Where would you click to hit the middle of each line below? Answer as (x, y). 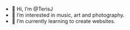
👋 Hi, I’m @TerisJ (32, 9)
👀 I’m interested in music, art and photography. (68, 15)
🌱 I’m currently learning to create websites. (64, 21)
